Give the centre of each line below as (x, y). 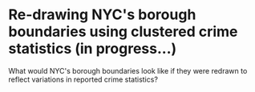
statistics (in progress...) (93, 49)
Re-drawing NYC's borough (102, 15)
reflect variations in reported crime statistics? (83, 79)
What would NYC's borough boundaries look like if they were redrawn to (128, 70)
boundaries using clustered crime (123, 32)
